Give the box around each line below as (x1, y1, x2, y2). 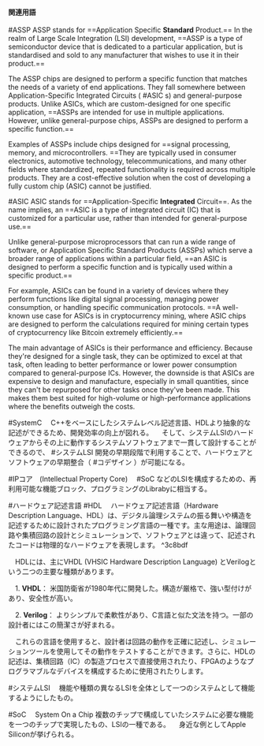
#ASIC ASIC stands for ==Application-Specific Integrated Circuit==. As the (8, 197, 252, 207)
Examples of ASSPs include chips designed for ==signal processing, (8, 140, 231, 149)
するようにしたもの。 (8, 693, 77, 703)
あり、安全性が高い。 (8, 594, 77, 603)
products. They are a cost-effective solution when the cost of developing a (8, 173, 251, 183)
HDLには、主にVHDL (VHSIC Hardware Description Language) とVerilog (14, 557, 250, 567)
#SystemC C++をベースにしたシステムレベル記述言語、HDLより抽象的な (8, 418, 251, 427)
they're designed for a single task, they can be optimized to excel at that (8, 352, 243, 361)
